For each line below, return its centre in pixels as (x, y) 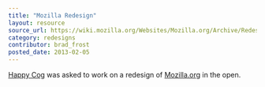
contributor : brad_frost (49, 45)
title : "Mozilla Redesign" (52, 15)
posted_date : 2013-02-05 (49, 52)
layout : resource (37, 23)
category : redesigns (42, 38)
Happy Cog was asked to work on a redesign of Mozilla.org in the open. (125, 75)
